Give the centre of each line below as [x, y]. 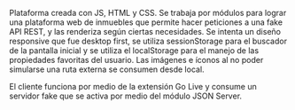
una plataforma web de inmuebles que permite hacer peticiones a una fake [146, 22]
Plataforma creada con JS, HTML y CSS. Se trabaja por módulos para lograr [148, 13]
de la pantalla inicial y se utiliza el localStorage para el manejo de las [134, 51]
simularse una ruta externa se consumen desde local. [107, 69]
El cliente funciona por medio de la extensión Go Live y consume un [133, 86]
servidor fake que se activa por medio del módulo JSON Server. [125, 96]
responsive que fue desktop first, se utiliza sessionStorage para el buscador [148, 41]
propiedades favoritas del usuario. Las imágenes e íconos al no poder [136, 60]
